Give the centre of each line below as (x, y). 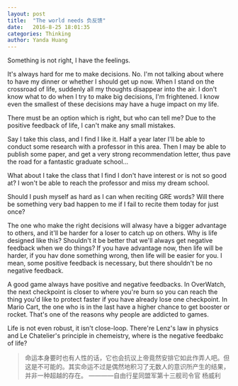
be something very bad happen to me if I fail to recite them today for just (113, 204)
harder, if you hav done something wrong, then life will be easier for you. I (115, 256)
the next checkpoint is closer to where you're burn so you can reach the (113, 292)
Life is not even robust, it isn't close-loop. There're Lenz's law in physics (113, 328)
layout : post (27, 14)
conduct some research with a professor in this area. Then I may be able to (117, 147)
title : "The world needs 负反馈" (57, 21)
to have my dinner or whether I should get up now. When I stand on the (111, 81)
